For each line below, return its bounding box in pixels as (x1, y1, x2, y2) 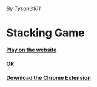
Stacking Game (6, 26, 85, 39)
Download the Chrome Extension (6, 74, 91, 81)
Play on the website (6, 46, 57, 54)
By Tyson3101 (6, 5, 41, 12)
